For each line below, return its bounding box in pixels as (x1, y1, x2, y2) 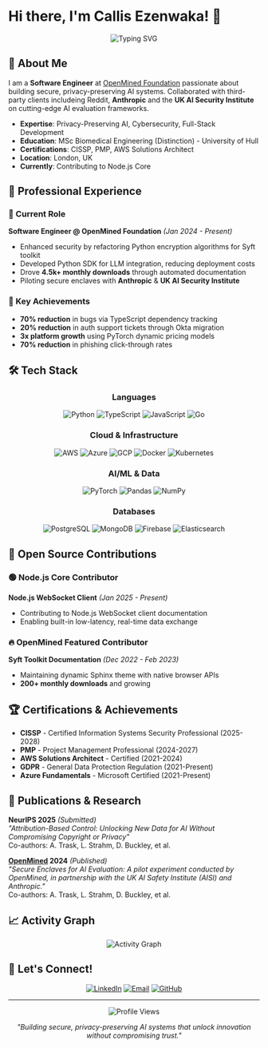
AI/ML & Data (108, 467, 160, 478)
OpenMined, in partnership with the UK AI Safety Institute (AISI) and (8, 872, 232, 882)
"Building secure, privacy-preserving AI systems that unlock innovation (17, 1022, 251, 1031)
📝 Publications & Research (8, 794, 142, 808)
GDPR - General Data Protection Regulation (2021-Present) (19, 762, 214, 772)
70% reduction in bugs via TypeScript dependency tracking (19, 314, 218, 324)
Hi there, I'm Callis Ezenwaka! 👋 (8, 7, 222, 26)
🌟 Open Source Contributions (8, 547, 157, 561)
